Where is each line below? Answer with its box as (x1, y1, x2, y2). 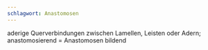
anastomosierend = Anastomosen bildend (7, 36, 127, 45)
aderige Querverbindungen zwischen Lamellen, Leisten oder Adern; (7, 29, 201, 37)
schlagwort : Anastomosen (7, 10, 79, 17)
